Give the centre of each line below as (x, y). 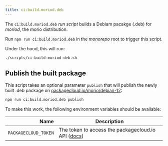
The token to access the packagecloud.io (107, 130)
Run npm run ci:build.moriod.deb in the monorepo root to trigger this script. (84, 39)
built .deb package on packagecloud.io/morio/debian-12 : (64, 91)
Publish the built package (46, 73)
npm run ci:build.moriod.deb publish (44, 100)
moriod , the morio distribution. (36, 29)
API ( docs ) (71, 136)
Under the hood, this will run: (35, 48)
